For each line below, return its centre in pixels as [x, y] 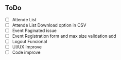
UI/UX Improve [27, 47]
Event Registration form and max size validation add [64, 36]
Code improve [26, 52]
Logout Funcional [29, 42]
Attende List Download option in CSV [49, 25]
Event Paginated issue [34, 30]
